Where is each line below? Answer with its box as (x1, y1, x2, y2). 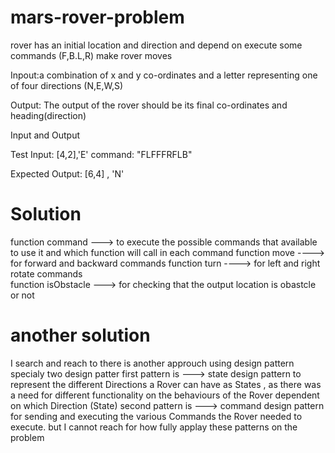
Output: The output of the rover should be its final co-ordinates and (10, 99, 288, 111)
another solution (10, 324, 151, 347)
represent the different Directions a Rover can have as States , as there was (10, 378, 322, 390)
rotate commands (10, 267, 83, 280)
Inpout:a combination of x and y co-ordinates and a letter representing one (10, 69, 318, 81)
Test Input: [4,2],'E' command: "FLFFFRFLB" (10, 148, 193, 160)
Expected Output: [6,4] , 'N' (10, 167, 125, 180)
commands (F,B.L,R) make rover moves (10, 49, 173, 61)
